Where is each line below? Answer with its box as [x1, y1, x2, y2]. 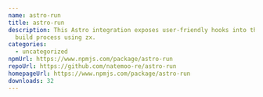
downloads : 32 [8, 77, 55, 84]
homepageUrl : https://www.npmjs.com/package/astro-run [8, 70, 191, 77]
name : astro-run [8, 11, 61, 20]
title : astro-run [8, 19, 65, 27]
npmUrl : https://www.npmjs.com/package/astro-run [8, 56, 174, 63]
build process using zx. [15, 33, 96, 41]
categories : [8, 41, 47, 48]
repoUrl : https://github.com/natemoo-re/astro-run [8, 63, 177, 70]
